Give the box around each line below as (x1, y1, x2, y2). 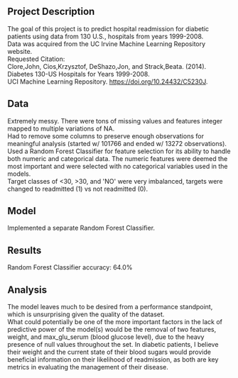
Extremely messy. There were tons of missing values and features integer (7, 116, 222, 125)
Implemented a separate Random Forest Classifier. (7, 223, 155, 233)
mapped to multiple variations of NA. (7, 124, 115, 133)
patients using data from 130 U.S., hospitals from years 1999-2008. (7, 32, 204, 40)
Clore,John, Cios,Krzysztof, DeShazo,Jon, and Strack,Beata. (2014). (7, 62, 207, 70)
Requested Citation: (7, 55, 65, 63)
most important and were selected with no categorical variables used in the (7, 162, 229, 170)
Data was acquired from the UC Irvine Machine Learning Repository (7, 39, 206, 48)
